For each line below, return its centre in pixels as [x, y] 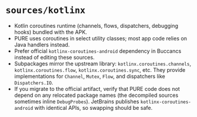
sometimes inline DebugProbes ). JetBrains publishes [77, 101]
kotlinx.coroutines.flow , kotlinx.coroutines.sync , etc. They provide [100, 69]
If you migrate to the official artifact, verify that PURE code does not [97, 88]
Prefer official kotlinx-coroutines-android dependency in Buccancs [98, 51]
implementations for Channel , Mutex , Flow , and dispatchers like [90, 76]
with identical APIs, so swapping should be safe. [93, 107]
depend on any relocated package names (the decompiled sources [96, 95]
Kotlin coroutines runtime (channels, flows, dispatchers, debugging [96, 26]
